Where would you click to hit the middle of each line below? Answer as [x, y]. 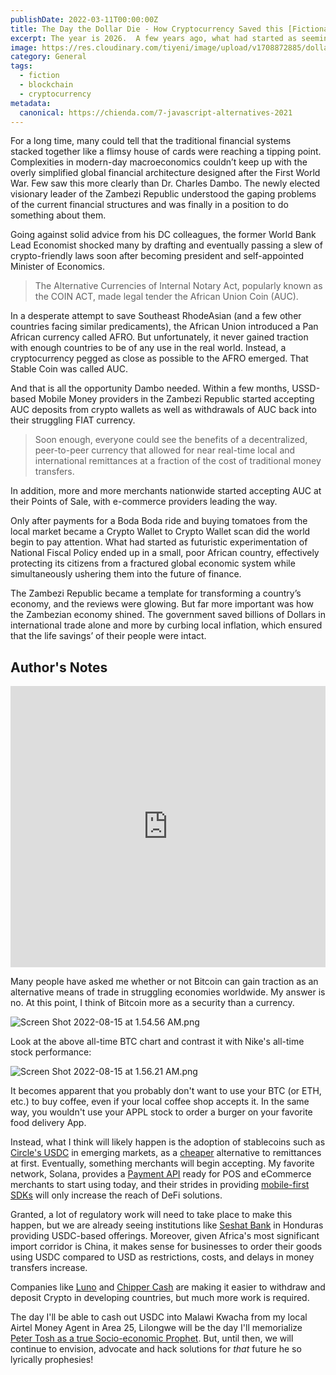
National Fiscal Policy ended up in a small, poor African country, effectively [165, 553]
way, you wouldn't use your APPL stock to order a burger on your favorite [161, 1112]
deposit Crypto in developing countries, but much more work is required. [160, 1298]
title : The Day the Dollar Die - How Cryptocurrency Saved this [147, 29]
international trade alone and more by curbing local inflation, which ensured [166, 625]
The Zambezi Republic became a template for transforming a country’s [156, 593]
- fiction [39, 76]
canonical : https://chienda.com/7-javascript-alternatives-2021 [156, 112]
